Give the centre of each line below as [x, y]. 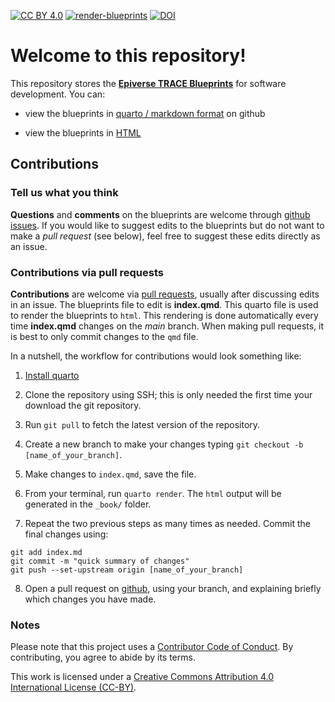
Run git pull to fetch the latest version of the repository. [142, 424]
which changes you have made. [90, 599]
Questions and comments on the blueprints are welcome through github [160, 214]
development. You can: [58, 94]
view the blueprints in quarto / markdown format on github [145, 113]
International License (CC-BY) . [73, 687]
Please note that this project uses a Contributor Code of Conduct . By [152, 647]
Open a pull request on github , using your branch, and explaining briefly [173, 588]
